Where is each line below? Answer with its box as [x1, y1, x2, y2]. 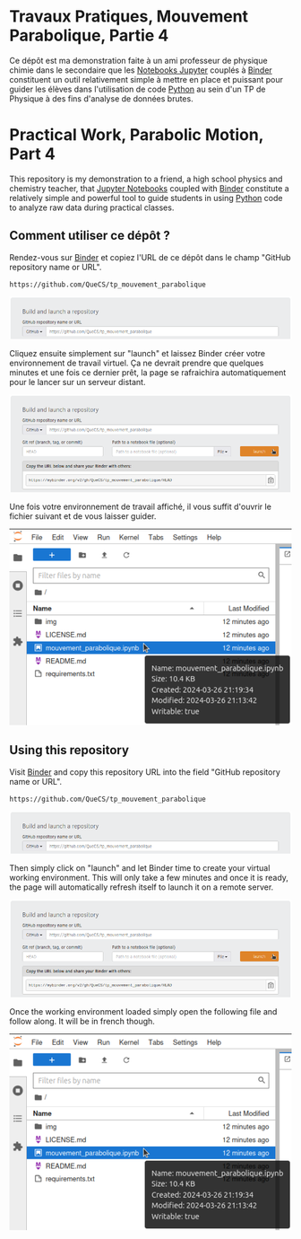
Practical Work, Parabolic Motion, [9, 125, 264, 145]
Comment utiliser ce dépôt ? [9, 228, 170, 243]
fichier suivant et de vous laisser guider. [9, 511, 157, 522]
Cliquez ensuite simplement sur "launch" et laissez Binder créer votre [9, 347, 266, 358]
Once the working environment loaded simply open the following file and [9, 1006, 278, 1017]
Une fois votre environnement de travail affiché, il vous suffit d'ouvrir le [9, 501, 271, 513]
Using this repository [9, 743, 130, 758]
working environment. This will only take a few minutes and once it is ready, [9, 872, 289, 883]
